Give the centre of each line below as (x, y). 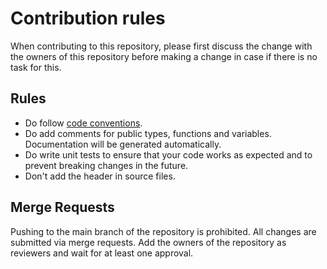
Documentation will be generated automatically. (123, 144)
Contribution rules (88, 18)
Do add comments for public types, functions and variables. (148, 133)
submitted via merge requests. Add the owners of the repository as (148, 242)
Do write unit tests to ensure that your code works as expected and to (168, 154)
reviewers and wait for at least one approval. (102, 253)
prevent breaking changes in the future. (106, 165)
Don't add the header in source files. (100, 176)
